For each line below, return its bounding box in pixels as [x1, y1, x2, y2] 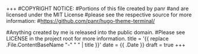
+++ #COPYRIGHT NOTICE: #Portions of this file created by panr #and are [6, 5, 189, 12]
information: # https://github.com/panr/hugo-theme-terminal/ [6, 18, 155, 24]
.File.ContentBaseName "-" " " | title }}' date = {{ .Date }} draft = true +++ [6, 41, 186, 48]
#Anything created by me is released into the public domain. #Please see [6, 29, 186, 36]
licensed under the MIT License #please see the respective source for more [6, 11, 192, 18]
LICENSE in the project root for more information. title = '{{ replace [6, 35, 169, 42]
